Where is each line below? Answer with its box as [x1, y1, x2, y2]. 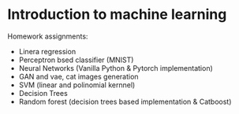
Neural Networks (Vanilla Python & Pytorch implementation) [18, 63, 214, 72]
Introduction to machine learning [7, 6, 227, 24]
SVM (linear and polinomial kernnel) [18, 80, 136, 90]
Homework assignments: [7, 31, 88, 41]
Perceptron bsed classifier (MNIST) [18, 55, 134, 64]
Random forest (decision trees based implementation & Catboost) [18, 97, 232, 106]
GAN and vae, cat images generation [18, 72, 139, 81]
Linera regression [18, 46, 77, 56]
